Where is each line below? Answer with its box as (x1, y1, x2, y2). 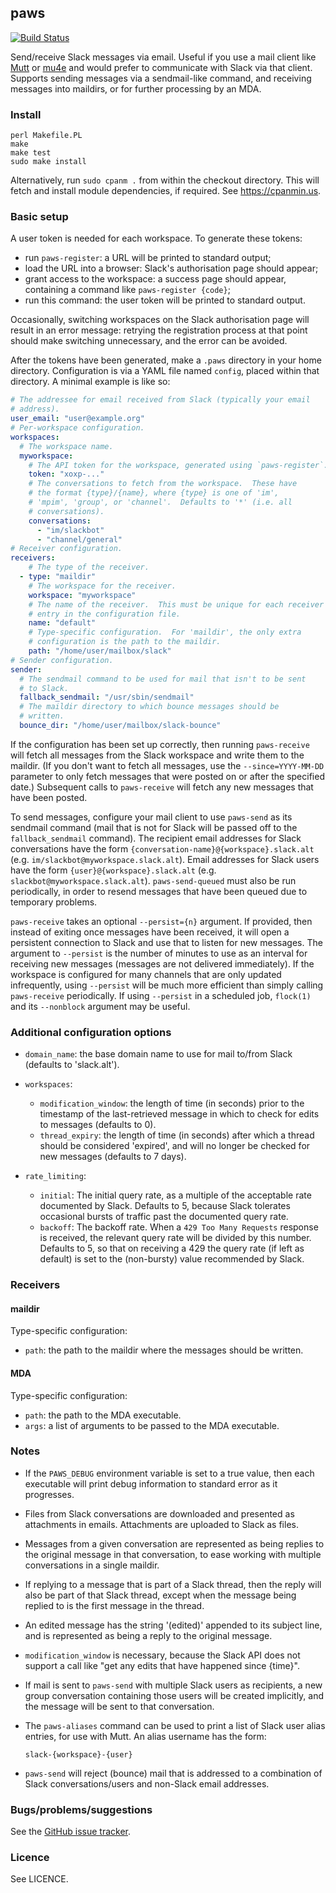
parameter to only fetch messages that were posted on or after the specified (10, 770, 325, 782)
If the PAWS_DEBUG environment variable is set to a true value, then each (24, 1467, 315, 1479)
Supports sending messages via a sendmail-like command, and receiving (10, 72, 312, 84)
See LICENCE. (10, 1873, 69, 1885)
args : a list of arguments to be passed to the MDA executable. (24, 1419, 280, 1431)
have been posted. (10, 791, 88, 803)
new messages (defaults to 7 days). (39, 1151, 187, 1163)
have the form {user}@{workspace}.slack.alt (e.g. (10, 864, 217, 876)
